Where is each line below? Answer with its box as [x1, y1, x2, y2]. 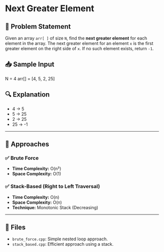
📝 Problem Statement [5, 22, 71, 31]
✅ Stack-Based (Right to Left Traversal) [5, 183, 100, 190]
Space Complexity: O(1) [12, 171, 61, 177]
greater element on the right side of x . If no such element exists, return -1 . [5, 46, 154, 51]
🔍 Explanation [5, 91, 50, 99]
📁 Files [5, 223, 26, 232]
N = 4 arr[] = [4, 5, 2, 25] [5, 76, 55, 81]
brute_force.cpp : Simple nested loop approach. [12, 236, 108, 242]
